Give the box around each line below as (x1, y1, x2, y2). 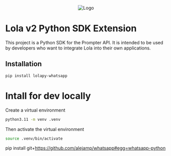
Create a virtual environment (5, 107, 66, 113)
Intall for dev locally (5, 90, 91, 101)
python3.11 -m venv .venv (5, 117, 60, 122)
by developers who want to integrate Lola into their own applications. (5, 45, 151, 51)
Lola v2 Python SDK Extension (5, 23, 137, 34)
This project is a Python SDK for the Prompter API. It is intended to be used (5, 39, 164, 45)
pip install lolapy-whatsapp (5, 73, 68, 79)
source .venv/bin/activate (5, 136, 63, 141)
